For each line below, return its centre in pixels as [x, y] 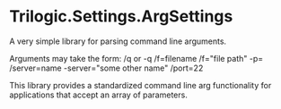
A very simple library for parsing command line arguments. [118, 41]
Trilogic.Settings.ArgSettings [121, 17]
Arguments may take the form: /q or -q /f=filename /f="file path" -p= [136, 58]
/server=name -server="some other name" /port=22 [106, 68]
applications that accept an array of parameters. [99, 95]
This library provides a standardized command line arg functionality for [140, 85]
